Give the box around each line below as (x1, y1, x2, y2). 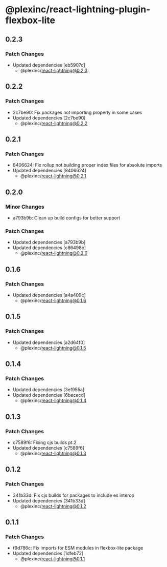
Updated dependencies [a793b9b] (12, 239, 86, 246)
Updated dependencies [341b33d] (12, 497, 85, 503)
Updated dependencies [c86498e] (12, 245, 86, 251)
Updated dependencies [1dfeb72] (12, 550, 84, 557)
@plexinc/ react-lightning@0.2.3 (20, 67, 88, 73)
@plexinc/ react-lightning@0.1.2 (20, 503, 87, 509)
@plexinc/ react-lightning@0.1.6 (20, 297, 86, 303)
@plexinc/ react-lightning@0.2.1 (20, 173, 87, 179)
